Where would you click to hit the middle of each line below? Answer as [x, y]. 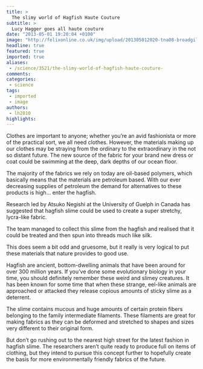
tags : [13, 91]
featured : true [25, 51]
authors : [17, 107]
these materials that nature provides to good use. [67, 253]
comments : [19, 74]
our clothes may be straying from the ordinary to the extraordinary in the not [101, 149]
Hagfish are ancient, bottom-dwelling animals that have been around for [96, 265]
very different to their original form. [50, 328]
